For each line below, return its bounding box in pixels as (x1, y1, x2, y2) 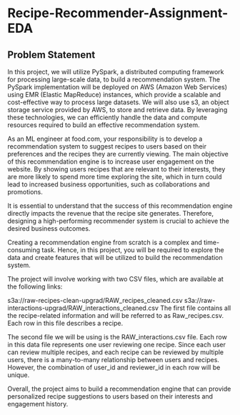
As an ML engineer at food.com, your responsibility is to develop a (7, 134, 203, 143)
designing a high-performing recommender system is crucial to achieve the (7, 216, 230, 225)
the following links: (7, 282, 63, 291)
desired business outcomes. (7, 224, 91, 233)
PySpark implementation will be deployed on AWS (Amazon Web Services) (7, 83, 227, 91)
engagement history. (7, 400, 69, 408)
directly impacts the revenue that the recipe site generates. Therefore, (7, 209, 214, 217)
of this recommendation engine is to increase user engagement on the (7, 157, 214, 166)
